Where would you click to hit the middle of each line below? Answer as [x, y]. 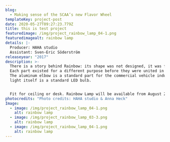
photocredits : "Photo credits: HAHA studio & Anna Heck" [67, 99]
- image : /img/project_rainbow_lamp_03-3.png [59, 117]
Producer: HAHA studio [34, 48]
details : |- [18, 43]
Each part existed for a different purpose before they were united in [87, 71]
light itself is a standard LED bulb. [51, 80]
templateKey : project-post [34, 19]
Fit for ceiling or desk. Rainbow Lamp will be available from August [86, 94]
